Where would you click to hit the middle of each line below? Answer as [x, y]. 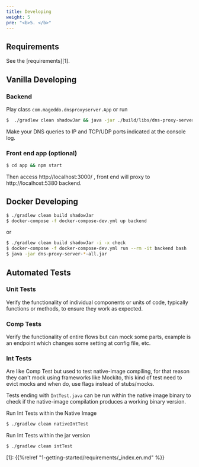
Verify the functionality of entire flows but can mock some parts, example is [99, 337]
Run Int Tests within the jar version [48, 436]
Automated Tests [38, 272]
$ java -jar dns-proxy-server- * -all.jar [57, 254]
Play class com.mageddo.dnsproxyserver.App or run [67, 109]
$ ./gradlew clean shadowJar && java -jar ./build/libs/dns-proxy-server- [102, 120]
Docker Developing [42, 202]
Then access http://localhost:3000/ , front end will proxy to [78, 177]
